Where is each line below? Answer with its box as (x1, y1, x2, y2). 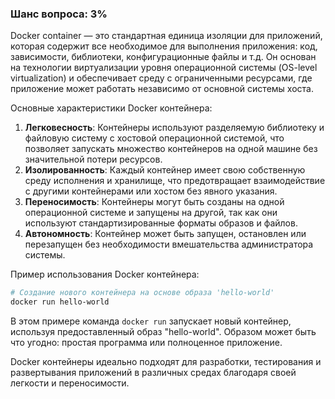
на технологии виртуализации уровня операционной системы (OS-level (10, 62, 318, 74)
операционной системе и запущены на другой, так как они (24, 207, 278, 219)
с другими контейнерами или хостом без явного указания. (24, 185, 278, 197)
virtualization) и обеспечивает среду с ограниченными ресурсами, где (10, 72, 313, 84)
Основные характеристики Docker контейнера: (10, 102, 213, 114)
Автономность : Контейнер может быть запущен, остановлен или (24, 228, 307, 240)
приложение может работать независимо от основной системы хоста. (10, 83, 314, 95)
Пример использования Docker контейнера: (10, 268, 200, 281)
